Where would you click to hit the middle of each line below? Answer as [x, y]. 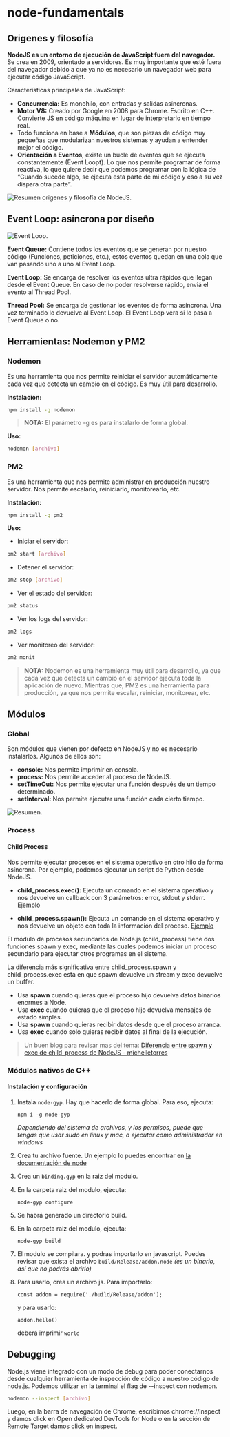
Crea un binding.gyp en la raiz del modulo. [77, 1176]
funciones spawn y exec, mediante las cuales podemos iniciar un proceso [112, 946]
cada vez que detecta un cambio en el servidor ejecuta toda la [113, 678]
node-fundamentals [66, 13]
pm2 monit [21, 657]
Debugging [32, 1355]
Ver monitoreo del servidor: [56, 645]
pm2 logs [20, 632]
